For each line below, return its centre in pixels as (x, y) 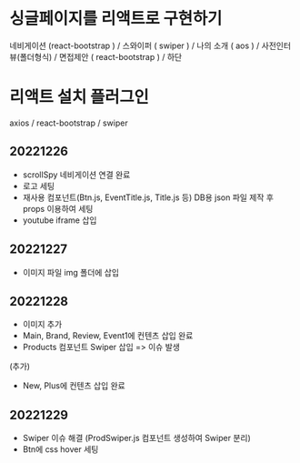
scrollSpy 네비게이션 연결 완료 (76, 175)
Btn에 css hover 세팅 (60, 449)
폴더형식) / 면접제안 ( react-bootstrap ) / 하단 (101, 56)
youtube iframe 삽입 (60, 220)
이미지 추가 (42, 325)
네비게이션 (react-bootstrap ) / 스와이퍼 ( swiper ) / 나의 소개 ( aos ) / (135, 45)
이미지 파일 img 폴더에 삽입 (71, 272)
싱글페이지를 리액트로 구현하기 (116, 19)
